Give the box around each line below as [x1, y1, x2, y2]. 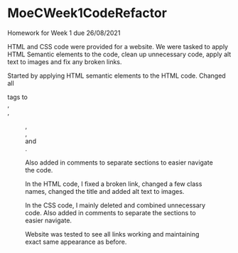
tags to [7, 93, 28, 101]
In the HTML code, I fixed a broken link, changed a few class [25, 180, 202, 188]
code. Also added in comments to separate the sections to [25, 208, 197, 217]
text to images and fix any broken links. [7, 57, 122, 66]
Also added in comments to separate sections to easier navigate [25, 158, 213, 167]
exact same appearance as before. [25, 237, 127, 246]
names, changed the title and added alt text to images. [25, 187, 185, 195]
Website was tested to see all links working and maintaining [25, 229, 200, 238]
